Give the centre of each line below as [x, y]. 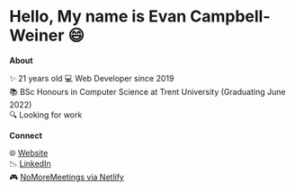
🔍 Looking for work [46, 115]
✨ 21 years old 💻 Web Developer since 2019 [92, 78]
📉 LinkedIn [30, 163]
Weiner [37, 35]
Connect [26, 135]
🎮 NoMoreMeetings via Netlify [67, 177]
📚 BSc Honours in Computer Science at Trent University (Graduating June [147, 91]
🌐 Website [29, 152]
